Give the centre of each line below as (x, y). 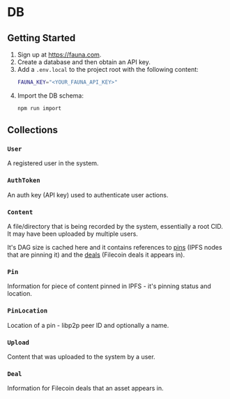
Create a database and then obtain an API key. (84, 62)
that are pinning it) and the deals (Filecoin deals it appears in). (96, 255)
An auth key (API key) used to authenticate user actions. (88, 195)
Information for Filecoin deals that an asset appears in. (85, 389)
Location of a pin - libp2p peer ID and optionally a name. (88, 325)
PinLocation (28, 311)
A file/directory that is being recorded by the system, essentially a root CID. (115, 227)
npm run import (39, 108)
